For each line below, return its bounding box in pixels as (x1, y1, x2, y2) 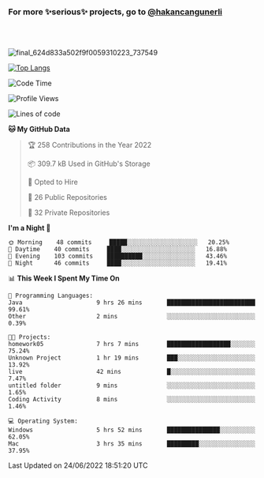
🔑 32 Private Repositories (27, 208, 110, 217)
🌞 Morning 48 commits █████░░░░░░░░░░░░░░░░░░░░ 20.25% (8, 239, 230, 247)
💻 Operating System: (8, 417, 79, 425)
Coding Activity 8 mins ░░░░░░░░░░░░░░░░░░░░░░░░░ (8, 396, 256, 404)
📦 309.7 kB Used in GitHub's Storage (27, 159, 151, 168)
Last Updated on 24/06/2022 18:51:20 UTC (8, 461, 148, 470)
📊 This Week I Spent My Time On (8, 273, 120, 283)
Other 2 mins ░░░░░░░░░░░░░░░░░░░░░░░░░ (8, 313, 256, 321)
